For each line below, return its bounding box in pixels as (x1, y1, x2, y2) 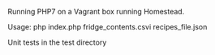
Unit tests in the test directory (7, 37, 107, 47)
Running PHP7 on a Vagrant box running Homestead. (7, 7, 185, 16)
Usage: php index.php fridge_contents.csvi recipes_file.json (7, 22, 208, 31)
